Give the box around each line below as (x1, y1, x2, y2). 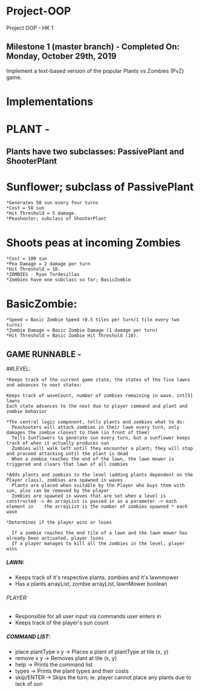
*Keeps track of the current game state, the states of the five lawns (6, 377, 190, 383)
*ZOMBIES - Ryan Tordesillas (6, 272, 80, 278)
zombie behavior (6, 409, 47, 415)
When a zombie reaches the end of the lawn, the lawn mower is (11, 456, 174, 463)
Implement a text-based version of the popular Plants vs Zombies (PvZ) (6, 67, 184, 74)
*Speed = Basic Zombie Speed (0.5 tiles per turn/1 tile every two (6, 317, 180, 323)
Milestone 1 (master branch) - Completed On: (6, 42, 180, 52)
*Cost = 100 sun (6, 255, 47, 262)
